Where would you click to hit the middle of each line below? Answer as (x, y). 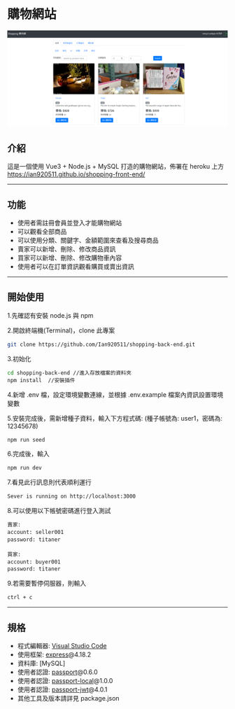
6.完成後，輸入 (29, 454)
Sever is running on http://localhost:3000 (72, 497)
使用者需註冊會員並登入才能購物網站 (70, 223)
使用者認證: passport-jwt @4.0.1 (62, 689)
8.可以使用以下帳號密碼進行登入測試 (59, 511)
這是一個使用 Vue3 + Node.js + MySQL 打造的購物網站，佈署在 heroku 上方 (116, 167)
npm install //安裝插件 (41, 380)
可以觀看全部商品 (42, 232)
